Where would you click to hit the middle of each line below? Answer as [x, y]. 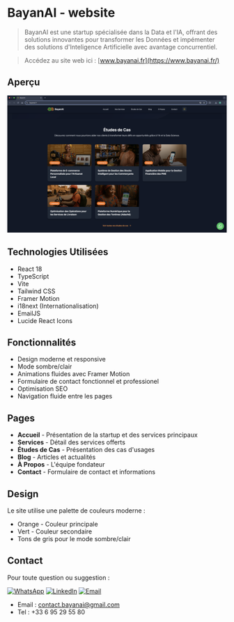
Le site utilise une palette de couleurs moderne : [76, 511]
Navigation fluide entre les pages [65, 396]
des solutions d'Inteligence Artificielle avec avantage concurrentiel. [121, 47]
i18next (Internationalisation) [58, 306]
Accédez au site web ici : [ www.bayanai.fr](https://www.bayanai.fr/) [122, 60]
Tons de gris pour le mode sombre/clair [74, 539]
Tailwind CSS [36, 291]
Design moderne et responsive [61, 359]
